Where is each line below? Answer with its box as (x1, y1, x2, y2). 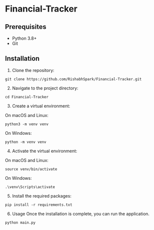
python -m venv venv (5, 139, 47, 144)
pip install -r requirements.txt (5, 202, 73, 207)
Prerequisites (5, 23, 46, 31)
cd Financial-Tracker (5, 94, 49, 100)
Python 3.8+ (12, 35, 37, 41)
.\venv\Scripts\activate (5, 185, 55, 189)
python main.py (5, 220, 36, 225)
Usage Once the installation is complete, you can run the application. (12, 211, 150, 216)
